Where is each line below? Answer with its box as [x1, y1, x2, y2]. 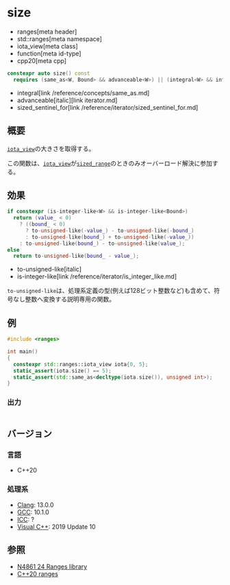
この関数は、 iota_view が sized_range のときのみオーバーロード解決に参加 [7, 159, 213, 167]
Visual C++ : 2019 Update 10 [16, 523, 96, 531]
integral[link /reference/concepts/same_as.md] [16, 88, 150, 97]
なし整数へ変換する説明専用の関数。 [12, 295, 115, 303]
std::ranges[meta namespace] [16, 34, 103, 43]
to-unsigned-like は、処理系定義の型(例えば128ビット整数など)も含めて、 [7, 287, 214, 295]
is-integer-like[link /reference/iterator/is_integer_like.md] [16, 272, 177, 280]
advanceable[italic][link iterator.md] [16, 96, 118, 104]
